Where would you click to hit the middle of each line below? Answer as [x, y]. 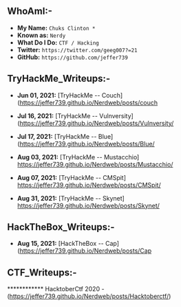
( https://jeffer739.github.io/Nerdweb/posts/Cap [84, 251]
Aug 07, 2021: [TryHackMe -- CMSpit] [71, 177]
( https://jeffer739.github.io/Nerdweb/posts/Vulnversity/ [95, 123]
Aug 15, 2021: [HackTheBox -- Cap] [68, 244]
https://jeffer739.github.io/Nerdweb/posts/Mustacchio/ [95, 164]
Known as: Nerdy [41, 35]
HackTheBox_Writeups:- [61, 227]
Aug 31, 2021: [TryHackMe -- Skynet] [71, 198]
